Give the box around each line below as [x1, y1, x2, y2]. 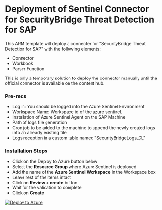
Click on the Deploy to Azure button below [12, 158, 98, 164]
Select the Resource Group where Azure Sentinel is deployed [12, 163, 137, 170]
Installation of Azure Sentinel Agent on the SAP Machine [12, 114, 126, 120]
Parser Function [12, 65, 45, 72]
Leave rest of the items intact [12, 174, 71, 180]
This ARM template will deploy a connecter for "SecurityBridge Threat [5, 40, 146, 46]
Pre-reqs [5, 92, 27, 99]
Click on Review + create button [12, 179, 78, 185]
